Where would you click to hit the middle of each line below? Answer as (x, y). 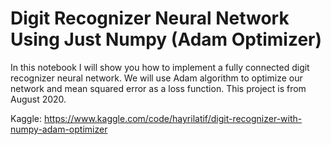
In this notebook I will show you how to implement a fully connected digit (160, 67)
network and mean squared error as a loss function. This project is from (158, 88)
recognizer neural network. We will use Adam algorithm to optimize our (156, 78)
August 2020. (38, 99)
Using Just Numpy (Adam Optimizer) (166, 39)
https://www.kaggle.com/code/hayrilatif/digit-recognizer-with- (173, 118)
